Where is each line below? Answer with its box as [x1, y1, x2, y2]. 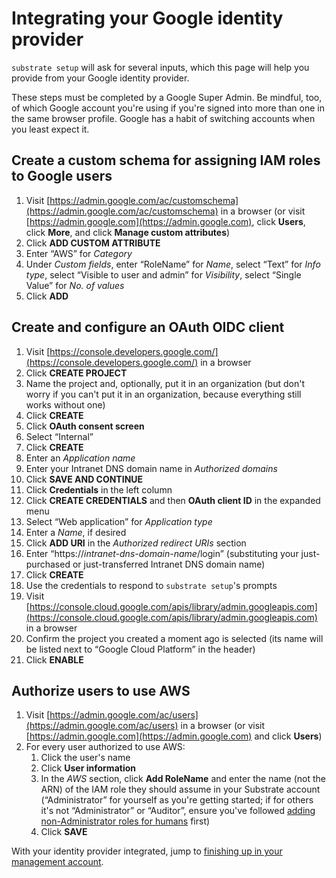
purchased [25, 558, 71, 570]
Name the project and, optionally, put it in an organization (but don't [25, 377, 305, 389]
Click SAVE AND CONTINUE [25, 473, 144, 485]
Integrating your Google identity [11, 7, 284, 30]
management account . [11, 856, 104, 868]
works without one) [25, 398, 106, 411]
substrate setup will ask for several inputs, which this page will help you [11, 61, 310, 73]
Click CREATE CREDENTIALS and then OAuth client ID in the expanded [25, 494, 321, 506]
